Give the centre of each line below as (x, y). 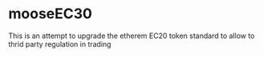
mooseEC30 (50, 14)
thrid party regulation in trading (60, 44)
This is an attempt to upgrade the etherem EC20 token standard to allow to (131, 36)
